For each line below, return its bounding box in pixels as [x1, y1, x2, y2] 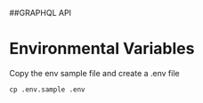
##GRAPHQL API [9, 8, 72, 18]
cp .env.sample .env [9, 84, 86, 94]
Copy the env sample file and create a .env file [9, 67, 180, 78]
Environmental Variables [9, 39, 195, 59]
